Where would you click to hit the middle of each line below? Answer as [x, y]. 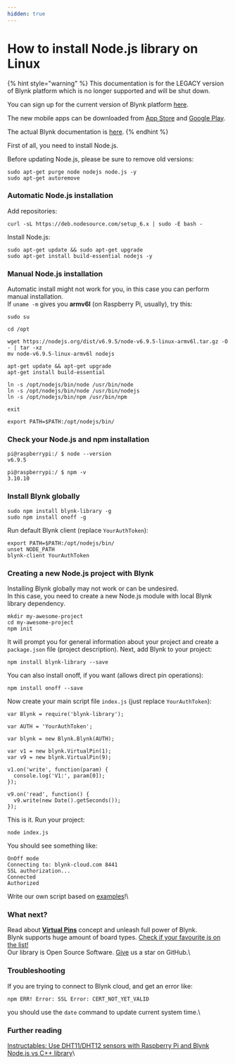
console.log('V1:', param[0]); [59, 776]
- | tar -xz [25, 348]
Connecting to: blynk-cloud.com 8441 [63, 865]
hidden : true [26, 14]
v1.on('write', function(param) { [58, 770]
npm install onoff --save [45, 688]
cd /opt [19, 329]
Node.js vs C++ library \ [41, 1053]
